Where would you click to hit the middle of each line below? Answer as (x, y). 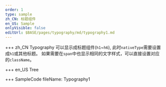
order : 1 (14, 10)
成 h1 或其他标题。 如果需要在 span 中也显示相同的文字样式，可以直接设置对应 (82, 53)
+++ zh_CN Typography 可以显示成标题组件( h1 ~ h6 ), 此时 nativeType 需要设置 (83, 47)
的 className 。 (20, 60)
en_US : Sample (20, 23)
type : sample (19, 14)
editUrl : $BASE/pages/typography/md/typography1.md (60, 33)
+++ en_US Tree (22, 69)
